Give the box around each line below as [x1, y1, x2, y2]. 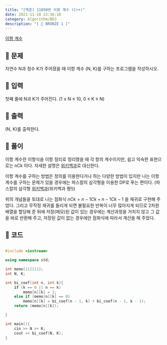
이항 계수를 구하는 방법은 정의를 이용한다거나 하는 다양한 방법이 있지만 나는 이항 [5, 173, 160, 179]
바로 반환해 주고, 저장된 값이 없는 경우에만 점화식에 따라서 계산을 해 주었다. [10, 215, 156, 221]
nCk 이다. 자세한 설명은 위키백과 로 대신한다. [14, 163, 100, 169]
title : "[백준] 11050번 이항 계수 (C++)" [5, 7, 85, 12]
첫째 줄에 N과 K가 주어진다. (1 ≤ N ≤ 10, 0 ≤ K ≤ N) [5, 96, 105, 102]
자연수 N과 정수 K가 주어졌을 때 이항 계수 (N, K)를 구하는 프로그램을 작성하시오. [5, 66, 159, 72]
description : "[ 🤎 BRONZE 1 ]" [5, 21, 70, 26]
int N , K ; [5, 271, 26, 276]
